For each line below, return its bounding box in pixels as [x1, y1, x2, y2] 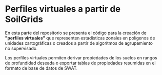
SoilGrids [5, 14, 43, 25]
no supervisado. [5, 45, 38, 51]
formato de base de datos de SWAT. [5, 65, 78, 71]
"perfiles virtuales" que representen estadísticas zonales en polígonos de [5, 35, 155, 41]
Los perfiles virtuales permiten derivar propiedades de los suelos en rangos [5, 55, 158, 60]
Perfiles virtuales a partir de [5, 3, 121, 15]
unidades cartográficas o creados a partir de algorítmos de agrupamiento [5, 40, 153, 46]
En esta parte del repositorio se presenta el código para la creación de [5, 30, 147, 36]
